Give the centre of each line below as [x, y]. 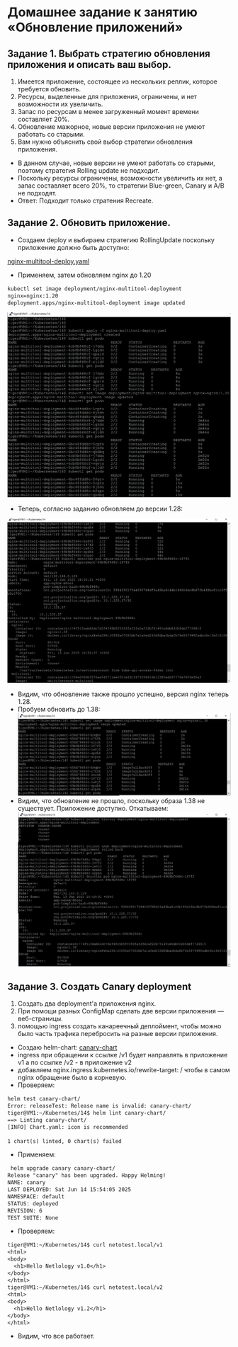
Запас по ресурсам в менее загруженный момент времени [108, 112]
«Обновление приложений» [95, 27]
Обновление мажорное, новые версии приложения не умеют [111, 127]
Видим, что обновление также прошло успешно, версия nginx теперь [123, 694]
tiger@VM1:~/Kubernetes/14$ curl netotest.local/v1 [85, 1245]
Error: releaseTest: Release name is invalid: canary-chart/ [100, 1106]
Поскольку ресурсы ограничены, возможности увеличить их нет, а [120, 178]
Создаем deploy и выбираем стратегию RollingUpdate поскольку [116, 240]
